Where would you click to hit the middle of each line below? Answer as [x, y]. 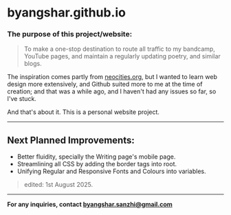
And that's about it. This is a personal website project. [84, 112]
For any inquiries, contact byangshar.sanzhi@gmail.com [90, 205]
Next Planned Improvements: [71, 140]
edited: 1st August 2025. [58, 185]
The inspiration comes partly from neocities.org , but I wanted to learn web [112, 77]
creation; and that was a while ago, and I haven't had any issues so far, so [112, 91]
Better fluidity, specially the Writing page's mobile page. [96, 157]
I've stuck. [22, 99]
